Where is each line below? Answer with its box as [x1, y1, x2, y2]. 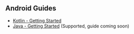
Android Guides [5, 4, 56, 13]
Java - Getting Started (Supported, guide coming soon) [12, 23, 129, 29]
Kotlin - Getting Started [12, 17, 62, 23]
